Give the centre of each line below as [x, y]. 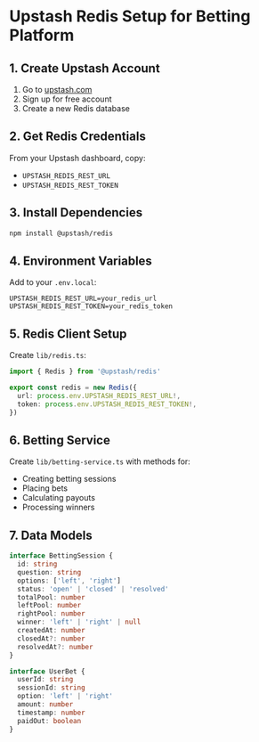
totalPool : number [52, 597]
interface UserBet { [48, 671]
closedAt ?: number [52, 639]
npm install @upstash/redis [61, 233]
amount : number [45, 705]
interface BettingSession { [61, 556]
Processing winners [58, 507]
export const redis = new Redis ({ [73, 387]
